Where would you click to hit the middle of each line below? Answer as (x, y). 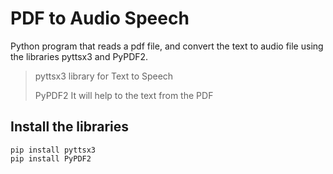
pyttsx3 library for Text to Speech (104, 76)
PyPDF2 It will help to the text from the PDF (124, 95)
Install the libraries (70, 127)
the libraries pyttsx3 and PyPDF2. (79, 56)
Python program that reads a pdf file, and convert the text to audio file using (167, 46)
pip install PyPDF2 (51, 158)
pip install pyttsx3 (53, 150)
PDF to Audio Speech (100, 18)
